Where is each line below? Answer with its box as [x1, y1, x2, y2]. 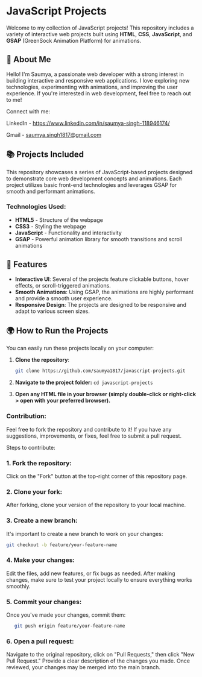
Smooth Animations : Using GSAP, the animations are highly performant [14, 288, 194, 295]
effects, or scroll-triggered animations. [14, 282, 112, 289]
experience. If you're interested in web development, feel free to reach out [6, 89, 191, 97]
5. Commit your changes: [6, 597, 82, 606]
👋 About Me [6, 54, 51, 65]
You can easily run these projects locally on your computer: [6, 345, 154, 352]
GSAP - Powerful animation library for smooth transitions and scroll [14, 235, 183, 242]
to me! [6, 96, 22, 103]
